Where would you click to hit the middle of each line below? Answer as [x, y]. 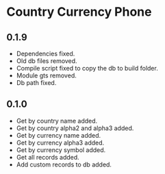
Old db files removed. [47, 61]
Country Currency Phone [79, 12]
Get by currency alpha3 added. [60, 142]
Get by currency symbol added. [61, 150]
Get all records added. [48, 157]
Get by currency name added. [59, 135]
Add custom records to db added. [64, 164]
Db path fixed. [36, 83]
